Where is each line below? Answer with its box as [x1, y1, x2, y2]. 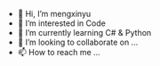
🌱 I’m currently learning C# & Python [17, 28, 152, 37]
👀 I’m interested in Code [17, 18, 107, 29]
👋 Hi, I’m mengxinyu [17, 9, 92, 19]
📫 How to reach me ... [17, 47, 100, 57]
